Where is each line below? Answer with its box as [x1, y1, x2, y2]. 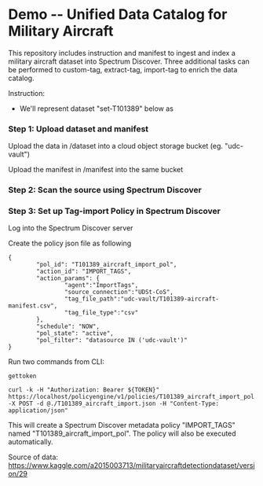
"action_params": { [36, 274, 100, 282]
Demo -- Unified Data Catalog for [8, 6, 228, 24]
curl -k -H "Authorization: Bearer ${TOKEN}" [8, 386, 159, 394]
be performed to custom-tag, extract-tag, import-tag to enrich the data [8, 64, 238, 74]
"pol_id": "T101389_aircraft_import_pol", [36, 261, 177, 269]
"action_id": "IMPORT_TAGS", [36, 267, 132, 276]
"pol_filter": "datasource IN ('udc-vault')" [36, 337, 188, 344]
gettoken [8, 372, 37, 381]
